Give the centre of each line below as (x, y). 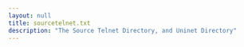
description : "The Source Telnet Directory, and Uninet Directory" (123, 30)
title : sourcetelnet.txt (49, 23)
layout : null (30, 16)
